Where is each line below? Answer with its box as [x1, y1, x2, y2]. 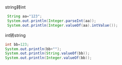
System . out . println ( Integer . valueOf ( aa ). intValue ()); [7, 23, 118, 28]
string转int [5, 4, 26, 10]
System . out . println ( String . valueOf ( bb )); [5, 51, 90, 56]
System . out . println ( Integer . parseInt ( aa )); [7, 18, 96, 23]
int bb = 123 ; [5, 42, 29, 47]
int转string [5, 32, 26, 38]
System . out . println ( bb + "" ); [5, 47, 62, 51]
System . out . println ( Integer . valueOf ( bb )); [5, 55, 92, 61]
